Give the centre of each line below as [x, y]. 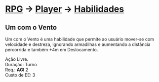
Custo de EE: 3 [20, 75]
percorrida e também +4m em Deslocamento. [52, 50]
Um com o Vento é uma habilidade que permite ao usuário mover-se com [80, 39]
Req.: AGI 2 [17, 70]
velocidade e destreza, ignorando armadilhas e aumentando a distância [78, 44]
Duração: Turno [21, 64]
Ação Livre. [17, 59]
